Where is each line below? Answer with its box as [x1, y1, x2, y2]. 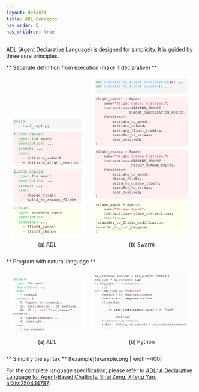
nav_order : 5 [6, 22, 39, 28]
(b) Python [128, 338, 155, 346]
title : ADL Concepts [6, 16, 58, 22]
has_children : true [6, 29, 55, 35]
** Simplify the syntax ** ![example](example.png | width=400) [6, 355, 162, 363]
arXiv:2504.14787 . [6, 379, 50, 387]
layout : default [6, 10, 47, 16]
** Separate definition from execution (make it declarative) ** [6, 64, 158, 72]
